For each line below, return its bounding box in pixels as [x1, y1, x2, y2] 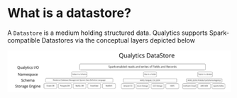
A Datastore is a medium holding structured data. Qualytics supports [7, 28, 208, 37]
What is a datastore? [7, 5, 131, 21]
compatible [7, 36, 40, 44]
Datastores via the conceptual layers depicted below [41, 36, 195, 44]
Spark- [209, 28, 229, 37]
